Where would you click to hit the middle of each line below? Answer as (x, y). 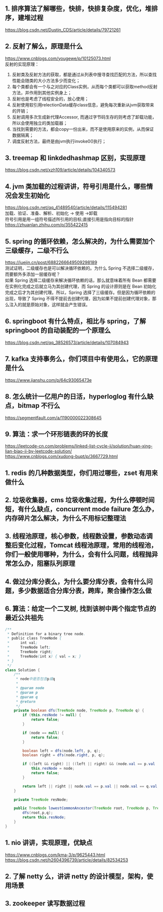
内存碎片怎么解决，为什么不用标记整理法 (65, 518)
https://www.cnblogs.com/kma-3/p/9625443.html (55, 855)
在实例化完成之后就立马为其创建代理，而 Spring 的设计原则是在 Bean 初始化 (81, 287)
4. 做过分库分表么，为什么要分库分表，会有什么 (76, 582)
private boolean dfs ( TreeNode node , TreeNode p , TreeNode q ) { (79, 710)
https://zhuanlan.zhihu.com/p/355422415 (47, 225)
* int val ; (22, 643)
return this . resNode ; (44, 817)
